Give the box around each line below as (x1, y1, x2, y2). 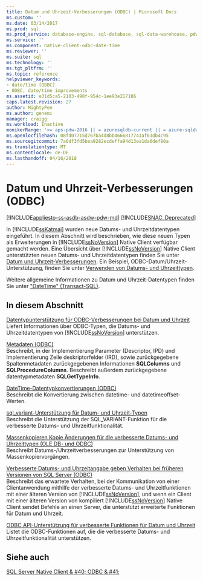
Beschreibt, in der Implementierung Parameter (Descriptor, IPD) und (6, 347, 175, 355)
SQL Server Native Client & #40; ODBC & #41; (6, 568, 120, 575)
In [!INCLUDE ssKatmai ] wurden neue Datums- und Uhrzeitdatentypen (6, 226, 180, 233)
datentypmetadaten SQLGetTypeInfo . (6, 373, 101, 380)
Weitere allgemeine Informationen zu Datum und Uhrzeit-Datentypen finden (6, 276, 195, 283)
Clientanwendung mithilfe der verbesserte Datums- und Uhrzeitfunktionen (6, 484, 192, 491)
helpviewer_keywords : (6, 76, 61, 82)
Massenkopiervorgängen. (6, 453, 70, 461)
